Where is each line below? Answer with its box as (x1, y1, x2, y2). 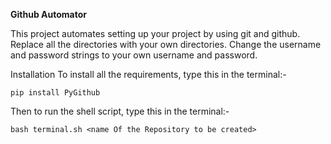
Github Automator (10, 9, 87, 20)
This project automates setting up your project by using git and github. (10, 28, 301, 39)
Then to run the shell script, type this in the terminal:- (10, 105, 230, 117)
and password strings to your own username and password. (10, 49, 258, 61)
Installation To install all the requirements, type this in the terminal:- (10, 69, 287, 80)
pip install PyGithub (10, 88, 101, 98)
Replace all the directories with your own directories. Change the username (10, 39, 322, 50)
